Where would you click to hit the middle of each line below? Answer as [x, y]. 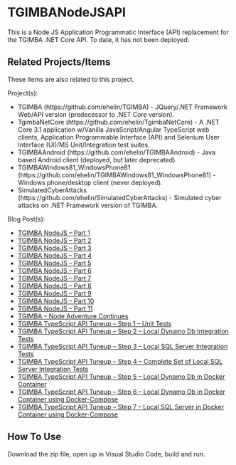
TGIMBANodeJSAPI [67, 12]
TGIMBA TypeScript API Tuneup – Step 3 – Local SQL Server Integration [123, 346]
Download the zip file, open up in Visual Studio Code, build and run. [106, 454]
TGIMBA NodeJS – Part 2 [54, 240]
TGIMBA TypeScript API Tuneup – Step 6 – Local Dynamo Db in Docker [121, 392]
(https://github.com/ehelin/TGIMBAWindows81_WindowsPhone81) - [117, 174]
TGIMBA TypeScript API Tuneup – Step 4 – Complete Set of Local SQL [120, 361]
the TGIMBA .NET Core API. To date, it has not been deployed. [98, 39]
